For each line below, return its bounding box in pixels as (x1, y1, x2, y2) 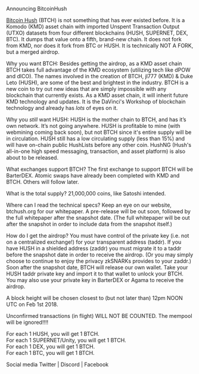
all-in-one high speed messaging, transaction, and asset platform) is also (6, 148, 186, 155)
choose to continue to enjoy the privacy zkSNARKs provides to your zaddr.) (6, 257, 192, 265)
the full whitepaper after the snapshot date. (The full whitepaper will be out (6, 214, 190, 221)
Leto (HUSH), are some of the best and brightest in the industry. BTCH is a (6, 79, 189, 86)
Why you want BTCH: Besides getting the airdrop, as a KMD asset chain (6, 60, 182, 67)
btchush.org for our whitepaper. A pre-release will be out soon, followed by (6, 208, 191, 214)
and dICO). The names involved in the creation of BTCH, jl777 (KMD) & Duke (6, 73, 194, 79)
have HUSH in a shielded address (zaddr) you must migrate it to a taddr (6, 245, 182, 252)
